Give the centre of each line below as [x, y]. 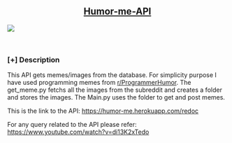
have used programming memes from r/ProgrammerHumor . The [99, 83]
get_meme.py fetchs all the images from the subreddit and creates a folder [115, 90]
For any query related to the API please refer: [72, 125]
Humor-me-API [117, 12]
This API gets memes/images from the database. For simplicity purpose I [112, 75]
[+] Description [34, 60]
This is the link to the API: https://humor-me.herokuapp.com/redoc [103, 111]
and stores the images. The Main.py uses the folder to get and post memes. [116, 97]
